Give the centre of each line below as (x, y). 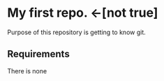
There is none (27, 71)
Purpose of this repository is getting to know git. (77, 32)
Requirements (38, 54)
